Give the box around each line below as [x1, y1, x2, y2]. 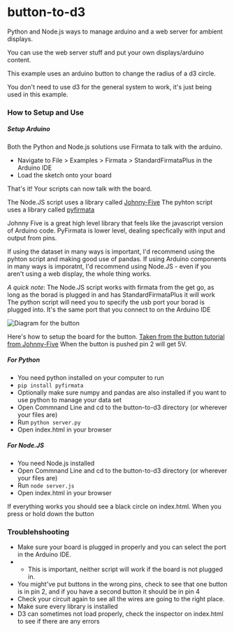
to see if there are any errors [17, 617, 100, 626]
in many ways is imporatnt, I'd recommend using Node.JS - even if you [7, 262, 212, 270]
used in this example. [7, 90, 68, 98]
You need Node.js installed [17, 459, 95, 467]
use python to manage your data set [17, 395, 122, 404]
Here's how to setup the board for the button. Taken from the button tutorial [7, 332, 225, 341]
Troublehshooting [7, 527, 70, 536]
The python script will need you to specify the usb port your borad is [7, 297, 205, 306]
